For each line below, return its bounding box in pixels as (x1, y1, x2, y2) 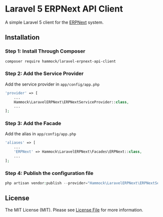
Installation (5, 33, 40, 42)
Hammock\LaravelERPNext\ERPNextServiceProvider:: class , (14, 100, 130, 104)
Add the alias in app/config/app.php (5, 131, 76, 137)
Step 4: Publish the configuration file (5, 170, 94, 176)
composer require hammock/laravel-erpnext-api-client (5, 59, 116, 64)
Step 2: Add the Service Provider (5, 70, 84, 77)
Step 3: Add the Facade (5, 120, 62, 127)
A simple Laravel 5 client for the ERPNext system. (5, 19, 104, 25)
